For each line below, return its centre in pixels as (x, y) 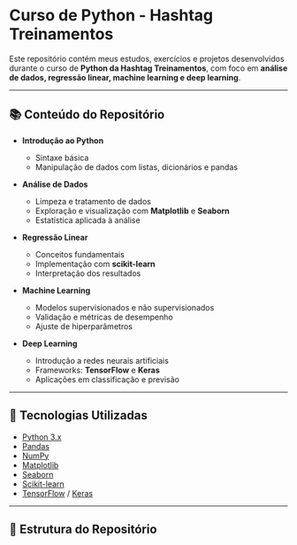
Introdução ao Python (63, 140)
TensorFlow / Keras (57, 493)
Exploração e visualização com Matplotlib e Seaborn (132, 211)
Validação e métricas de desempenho (104, 317)
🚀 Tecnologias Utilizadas (78, 415)
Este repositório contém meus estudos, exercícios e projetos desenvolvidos (147, 58)
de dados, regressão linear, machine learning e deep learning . (125, 77)
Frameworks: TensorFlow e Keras (98, 370)
